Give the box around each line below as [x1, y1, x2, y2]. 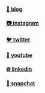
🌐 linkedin [6, 65, 32, 73]
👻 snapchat [6, 79, 35, 87]
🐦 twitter [6, 35, 31, 43]
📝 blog [6, 5, 23, 13]
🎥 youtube [6, 52, 32, 59]
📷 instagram [6, 19, 39, 27]
